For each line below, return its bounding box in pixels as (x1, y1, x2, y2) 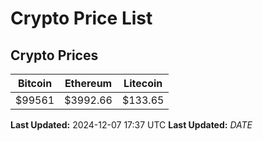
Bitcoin (17, 77, 53, 90)
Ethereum (64, 77, 113, 90)
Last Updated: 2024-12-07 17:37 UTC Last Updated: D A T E (10, 119, 253, 131)
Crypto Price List (10, 7, 153, 30)
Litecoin (123, 77, 163, 90)
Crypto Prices (10, 47, 99, 64)
